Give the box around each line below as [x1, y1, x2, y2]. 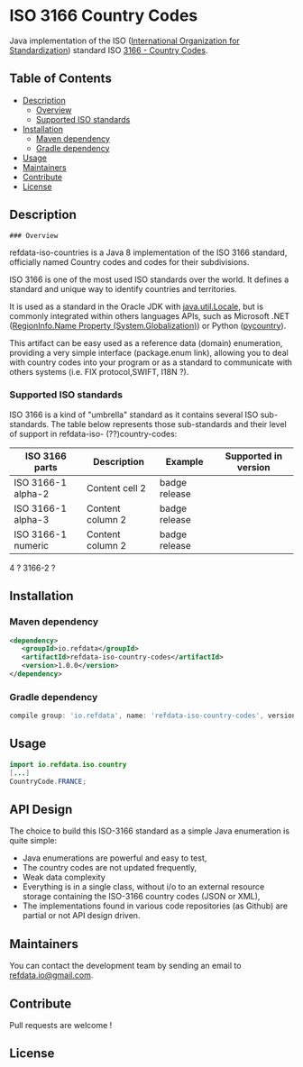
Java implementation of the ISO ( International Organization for [9, 35, 241, 46]
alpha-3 [14, 513, 50, 525]
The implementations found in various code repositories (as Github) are [22, 900, 289, 911]
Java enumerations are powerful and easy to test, [22, 853, 207, 863]
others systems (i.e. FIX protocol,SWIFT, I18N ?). [9, 366, 189, 377]
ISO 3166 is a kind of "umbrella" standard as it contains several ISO [9, 409, 259, 420]
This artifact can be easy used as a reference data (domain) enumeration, [9, 337, 283, 348]
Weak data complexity [22, 871, 106, 883]
